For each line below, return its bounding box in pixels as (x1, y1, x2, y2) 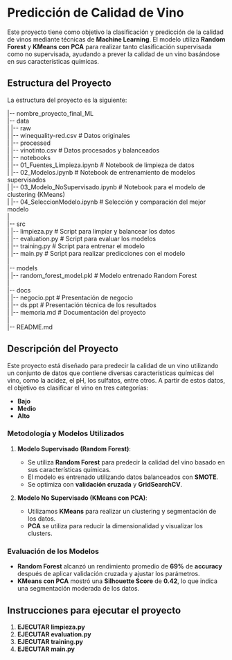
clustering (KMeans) (7, 190, 66, 198)
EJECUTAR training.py (17, 637, 83, 645)
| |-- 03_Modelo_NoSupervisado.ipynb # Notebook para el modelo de (7, 182, 206, 191)
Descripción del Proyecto (7, 343, 119, 355)
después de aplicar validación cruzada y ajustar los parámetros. (17, 570, 200, 578)
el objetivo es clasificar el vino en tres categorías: (7, 383, 149, 392)
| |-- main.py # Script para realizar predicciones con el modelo (7, 249, 186, 257)
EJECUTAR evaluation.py (17, 629, 91, 639)
